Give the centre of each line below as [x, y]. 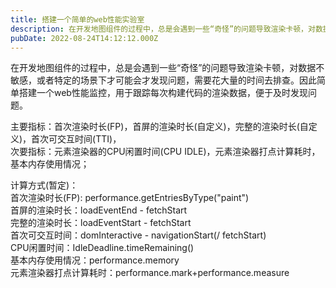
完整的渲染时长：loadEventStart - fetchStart [101, 223]
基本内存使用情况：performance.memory [95, 260]
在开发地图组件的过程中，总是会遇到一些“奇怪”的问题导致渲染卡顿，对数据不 [167, 68]
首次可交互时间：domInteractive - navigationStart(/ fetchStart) [138, 235]
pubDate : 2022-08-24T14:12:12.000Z [84, 38]
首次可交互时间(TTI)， [76, 139]
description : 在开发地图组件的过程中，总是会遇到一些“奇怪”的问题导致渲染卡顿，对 [163, 29]
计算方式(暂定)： [44, 185]
